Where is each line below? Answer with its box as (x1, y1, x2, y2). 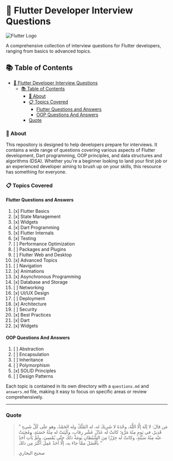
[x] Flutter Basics (13, 208, 50, 214)
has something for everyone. (6, 169, 67, 175)
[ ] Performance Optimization (13, 241, 75, 247)
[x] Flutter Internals (13, 230, 54, 236)
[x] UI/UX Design (13, 290, 49, 296)
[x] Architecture (13, 301, 47, 307)
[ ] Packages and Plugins (13, 246, 66, 252)
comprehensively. (6, 394, 44, 400)
